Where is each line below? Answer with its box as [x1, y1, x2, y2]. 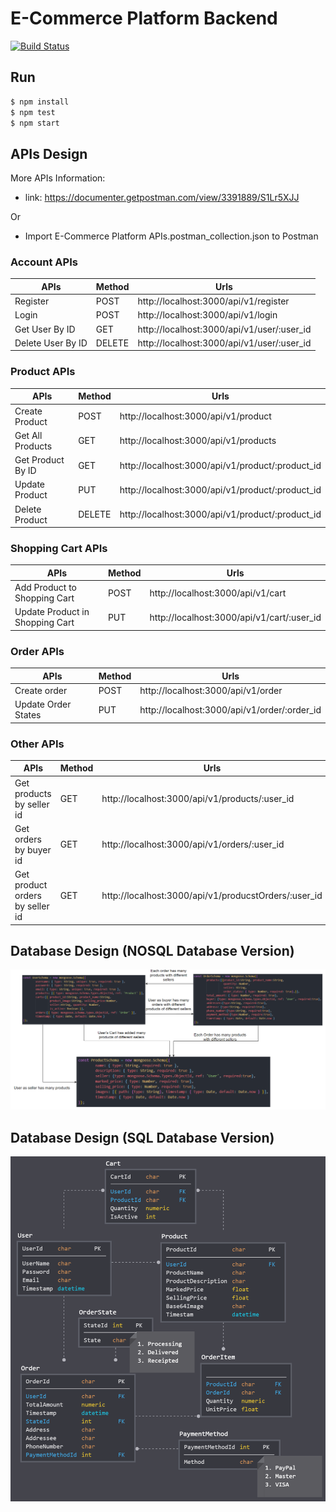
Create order [14, 684, 68, 696]
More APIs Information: [10, 172, 106, 184]
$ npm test [10, 107, 56, 117]
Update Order [14, 698, 72, 711]
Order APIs [10, 644, 65, 658]
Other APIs [10, 737, 65, 751]
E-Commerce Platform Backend [10, 7, 278, 30]
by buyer [14, 843, 52, 856]
